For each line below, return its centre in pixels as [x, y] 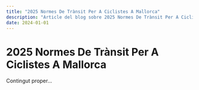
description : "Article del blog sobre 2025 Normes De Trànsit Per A [92, 17]
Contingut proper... [29, 81]
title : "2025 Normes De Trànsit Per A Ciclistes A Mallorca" [83, 12]
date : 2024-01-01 [28, 22]
